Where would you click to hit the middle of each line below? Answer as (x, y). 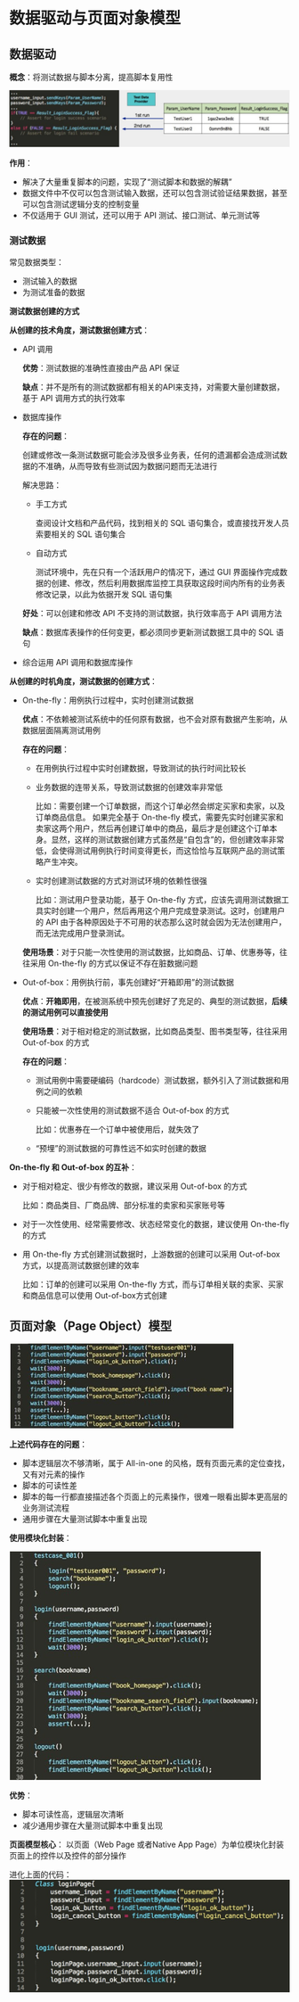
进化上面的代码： (40, 1874)
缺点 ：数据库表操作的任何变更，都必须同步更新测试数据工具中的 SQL (148, 632)
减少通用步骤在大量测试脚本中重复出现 (92, 1825)
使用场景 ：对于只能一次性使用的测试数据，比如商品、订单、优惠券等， (151, 952)
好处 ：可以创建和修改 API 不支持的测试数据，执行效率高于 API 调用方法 (152, 613)
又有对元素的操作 (53, 1475)
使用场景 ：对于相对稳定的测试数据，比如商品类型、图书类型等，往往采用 (154, 1031)
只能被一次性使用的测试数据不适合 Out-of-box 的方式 (132, 1110)
